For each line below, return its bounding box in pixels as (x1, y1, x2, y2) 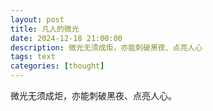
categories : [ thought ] (10, 61, 105, 71)
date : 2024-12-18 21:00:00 (10, 33, 123, 43)
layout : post (10, 14, 65, 25)
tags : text (10, 52, 56, 62)
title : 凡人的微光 (10, 24, 80, 34)
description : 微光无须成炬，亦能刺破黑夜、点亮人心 (10, 42, 203, 53)
